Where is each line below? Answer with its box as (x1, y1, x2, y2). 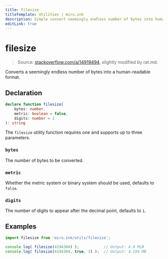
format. (5, 74, 20, 80)
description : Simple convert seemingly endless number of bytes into (5, 16, 153, 21)
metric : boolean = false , (14, 111, 68, 116)
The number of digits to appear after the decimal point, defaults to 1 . (5, 208, 146, 214)
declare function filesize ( (5, 102, 64, 107)
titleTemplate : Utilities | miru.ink (5, 12, 84, 17)
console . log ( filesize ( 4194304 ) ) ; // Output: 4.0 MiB (5, 244, 144, 250)
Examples (5, 222, 36, 231)
